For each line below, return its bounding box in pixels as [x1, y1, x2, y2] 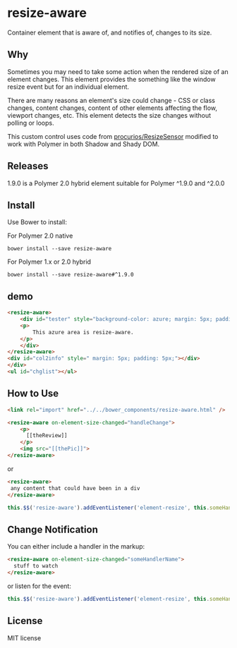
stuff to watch [13, 563, 59, 570]
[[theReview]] [25, 432, 68, 439]
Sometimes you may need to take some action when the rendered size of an [7, 67, 229, 75]
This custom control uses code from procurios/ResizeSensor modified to [7, 132, 219, 140]
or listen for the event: [7, 582, 72, 590]
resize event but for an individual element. [7, 82, 129, 91]
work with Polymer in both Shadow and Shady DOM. [7, 140, 160, 148]
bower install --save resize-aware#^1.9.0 [7, 271, 134, 279]
